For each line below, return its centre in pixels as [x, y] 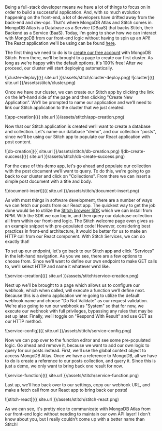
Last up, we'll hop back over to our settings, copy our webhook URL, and [78, 385]
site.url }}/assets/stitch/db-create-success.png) [77, 156]
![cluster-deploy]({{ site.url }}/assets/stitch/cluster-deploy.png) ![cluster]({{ [80, 78]
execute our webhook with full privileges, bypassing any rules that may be [79, 311]
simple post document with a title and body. [49, 181]
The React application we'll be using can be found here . [60, 43]
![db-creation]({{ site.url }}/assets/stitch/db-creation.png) [62, 151]
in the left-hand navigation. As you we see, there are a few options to [74, 256]
